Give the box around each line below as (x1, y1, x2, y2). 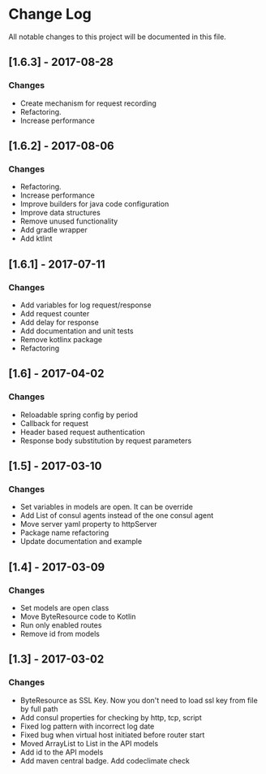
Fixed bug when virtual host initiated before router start (19, 729, 205, 740)
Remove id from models (19, 629, 100, 639)
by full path (19, 704, 58, 714)
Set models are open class (19, 603, 109, 613)
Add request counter (19, 309, 90, 318)
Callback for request (19, 418, 89, 428)
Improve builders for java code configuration (19, 199, 169, 209)
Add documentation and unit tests (19, 326, 134, 336)
